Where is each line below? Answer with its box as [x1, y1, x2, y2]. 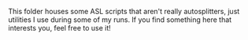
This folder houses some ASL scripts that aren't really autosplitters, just [8, 7, 240, 16]
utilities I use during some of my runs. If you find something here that [8, 15, 232, 24]
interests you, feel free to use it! [8, 24, 112, 32]
